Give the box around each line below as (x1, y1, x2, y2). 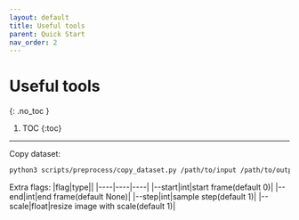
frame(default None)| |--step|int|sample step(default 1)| (53, 191, 257, 202)
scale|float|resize (9, 201, 73, 212)
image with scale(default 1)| (74, 201, 176, 212)
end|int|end (9, 191, 52, 202)
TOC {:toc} (21, 123, 62, 134)
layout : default (9, 12, 69, 22)
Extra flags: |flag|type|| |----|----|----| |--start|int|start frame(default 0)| (9, 182, 274, 192)
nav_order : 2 (9, 37, 58, 47)
